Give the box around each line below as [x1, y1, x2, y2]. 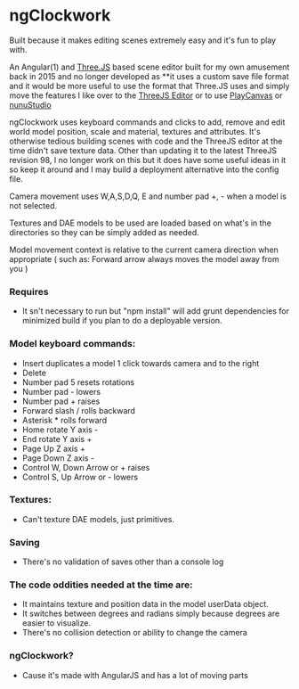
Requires [9, 285, 49, 298]
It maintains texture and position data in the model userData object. [21, 599, 269, 610]
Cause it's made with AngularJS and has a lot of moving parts [21, 669, 249, 680]
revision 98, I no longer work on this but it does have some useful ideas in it [9, 154, 287, 165]
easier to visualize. [21, 618, 92, 628]
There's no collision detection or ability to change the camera [21, 627, 247, 638]
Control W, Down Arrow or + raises [21, 462, 150, 472]
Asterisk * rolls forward [21, 414, 108, 425]
